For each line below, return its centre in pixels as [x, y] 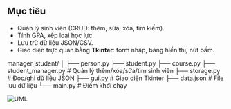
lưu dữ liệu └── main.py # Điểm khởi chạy [67, 85]
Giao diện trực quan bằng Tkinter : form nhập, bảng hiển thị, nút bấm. [116, 50]
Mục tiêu [27, 11]
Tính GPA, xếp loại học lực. [56, 35]
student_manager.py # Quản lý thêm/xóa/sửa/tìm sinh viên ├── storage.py [114, 70]
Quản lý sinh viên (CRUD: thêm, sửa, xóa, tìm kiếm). [91, 28]
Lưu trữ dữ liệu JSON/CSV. [55, 42]
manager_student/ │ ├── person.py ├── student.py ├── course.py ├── [111, 63]
